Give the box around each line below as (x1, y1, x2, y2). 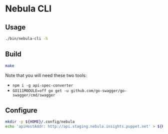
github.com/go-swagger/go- (70, 88, 127, 93)
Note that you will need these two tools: (5, 72, 87, 78)
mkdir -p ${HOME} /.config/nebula (5, 119, 75, 124)
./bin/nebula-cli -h (5, 36, 48, 41)
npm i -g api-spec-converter (12, 83, 73, 88)
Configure (5, 106, 37, 114)
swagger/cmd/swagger (12, 92, 55, 97)
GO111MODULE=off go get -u (12, 88, 69, 93)
